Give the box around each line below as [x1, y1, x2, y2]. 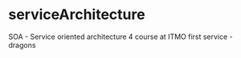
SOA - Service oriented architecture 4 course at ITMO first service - [8, 32, 233, 41]
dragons [8, 40, 36, 49]
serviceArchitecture [8, 6, 146, 24]
